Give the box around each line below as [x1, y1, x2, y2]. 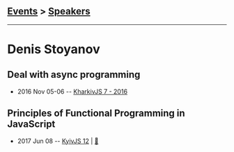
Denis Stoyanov [7, 42, 100, 57]
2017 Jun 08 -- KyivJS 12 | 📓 [17, 137, 99, 145]
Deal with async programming [7, 69, 141, 81]
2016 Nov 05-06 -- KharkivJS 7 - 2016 [17, 87, 127, 96]
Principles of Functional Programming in [7, 108, 186, 119]
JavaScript [7, 118, 56, 130]
